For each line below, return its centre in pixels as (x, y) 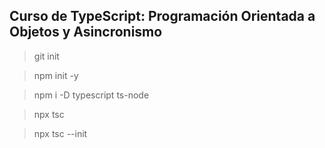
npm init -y (56, 75)
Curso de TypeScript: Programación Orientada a (162, 16)
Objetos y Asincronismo (86, 32)
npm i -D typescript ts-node (91, 95)
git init (46, 56)
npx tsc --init (60, 133)
